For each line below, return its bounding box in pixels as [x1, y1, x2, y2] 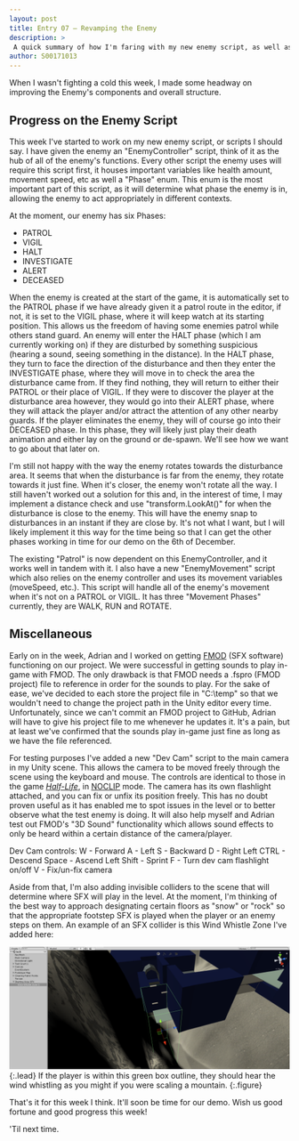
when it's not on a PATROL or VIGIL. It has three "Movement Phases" [9, 591, 262, 602]
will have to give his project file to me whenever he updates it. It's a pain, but [9, 716, 290, 727]
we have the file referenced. [9, 735, 113, 746]
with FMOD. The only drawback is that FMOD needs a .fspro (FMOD [31, 668, 281, 680]
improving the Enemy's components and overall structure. [9, 87, 222, 98]
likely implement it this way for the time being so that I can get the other [9, 526, 272, 538]
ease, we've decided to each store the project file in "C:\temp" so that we [9, 688, 279, 699]
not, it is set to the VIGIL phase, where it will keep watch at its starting [9, 311, 264, 321]
